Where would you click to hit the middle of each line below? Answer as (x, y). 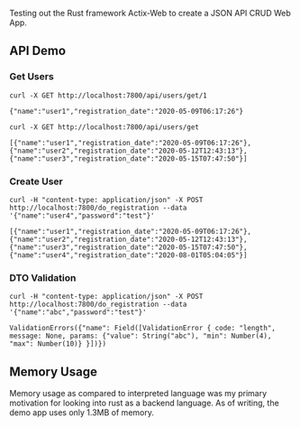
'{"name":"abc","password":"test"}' (78, 312)
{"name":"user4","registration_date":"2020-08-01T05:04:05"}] (128, 255)
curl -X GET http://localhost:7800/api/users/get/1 (108, 95)
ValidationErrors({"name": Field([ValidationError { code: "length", (143, 329)
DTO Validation (43, 277)
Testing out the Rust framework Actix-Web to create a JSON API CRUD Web (150, 13)
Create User (36, 181)
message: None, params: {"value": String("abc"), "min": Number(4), (141, 336)
